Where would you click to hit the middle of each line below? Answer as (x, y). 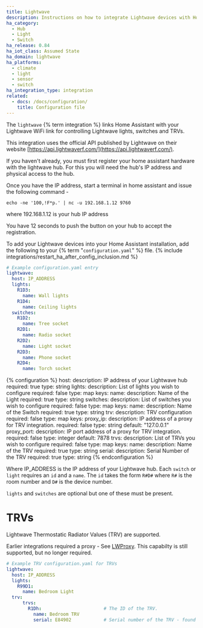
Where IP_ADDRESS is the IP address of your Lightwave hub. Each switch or (101, 469)
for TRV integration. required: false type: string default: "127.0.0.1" (88, 425)
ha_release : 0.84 (28, 46)
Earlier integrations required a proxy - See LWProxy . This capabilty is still (97, 546)
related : (17, 96)
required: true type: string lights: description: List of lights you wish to (93, 386)
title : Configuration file (51, 107)
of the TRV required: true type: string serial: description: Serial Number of (98, 451)
